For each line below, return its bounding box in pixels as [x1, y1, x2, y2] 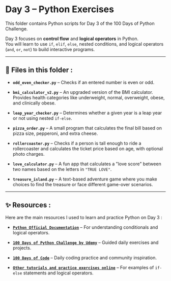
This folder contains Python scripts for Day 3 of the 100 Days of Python [5, 20, 155, 26]
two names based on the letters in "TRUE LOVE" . [12, 166, 112, 172]
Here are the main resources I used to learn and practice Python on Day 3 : [5, 214, 162, 220]
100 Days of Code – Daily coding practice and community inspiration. [12, 255, 157, 261]
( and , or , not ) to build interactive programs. [5, 46, 95, 52]
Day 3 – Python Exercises [5, 4, 115, 15]
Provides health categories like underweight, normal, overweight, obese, [12, 94, 165, 100]
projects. [12, 244, 32, 251]
